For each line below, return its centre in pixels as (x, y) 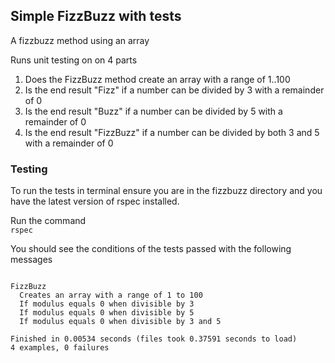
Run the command (48, 221)
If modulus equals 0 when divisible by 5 (107, 313)
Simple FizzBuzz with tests (96, 16)
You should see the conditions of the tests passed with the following (151, 249)
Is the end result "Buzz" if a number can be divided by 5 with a (153, 111)
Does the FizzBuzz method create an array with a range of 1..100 (157, 79)
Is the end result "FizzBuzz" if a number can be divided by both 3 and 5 (172, 132)
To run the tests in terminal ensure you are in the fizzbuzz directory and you (166, 191)
